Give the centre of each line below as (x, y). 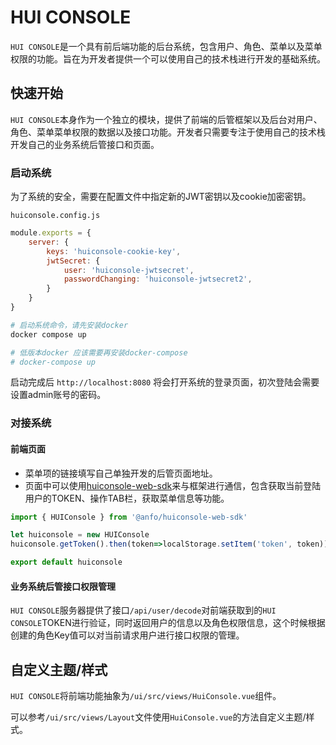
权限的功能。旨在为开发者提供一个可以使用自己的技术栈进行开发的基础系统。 (168, 58)
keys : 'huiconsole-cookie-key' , (114, 251)
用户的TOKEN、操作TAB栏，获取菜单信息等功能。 (127, 498)
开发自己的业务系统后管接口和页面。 (85, 144)
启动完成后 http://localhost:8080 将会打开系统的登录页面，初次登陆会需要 (165, 382)
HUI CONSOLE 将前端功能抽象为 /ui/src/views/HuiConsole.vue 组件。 (146, 696)
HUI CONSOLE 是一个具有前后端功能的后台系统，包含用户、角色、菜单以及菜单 (166, 46)
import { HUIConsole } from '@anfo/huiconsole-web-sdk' (129, 517)
